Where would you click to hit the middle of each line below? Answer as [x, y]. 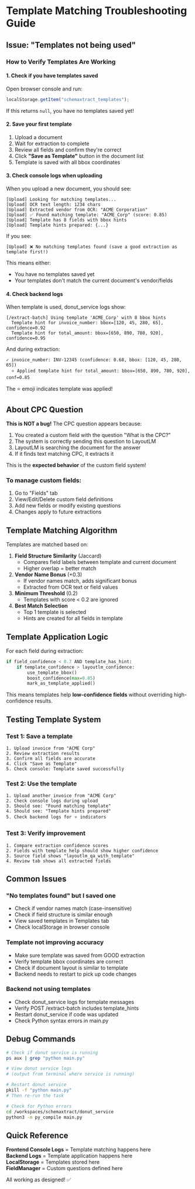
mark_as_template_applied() [61, 683]
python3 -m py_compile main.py [44, 1117]
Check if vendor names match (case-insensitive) [73, 908]
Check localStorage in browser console [62, 927]
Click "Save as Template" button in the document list [79, 156]
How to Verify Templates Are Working [61, 62]
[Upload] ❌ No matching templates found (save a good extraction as [92, 247]
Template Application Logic [57, 637]
